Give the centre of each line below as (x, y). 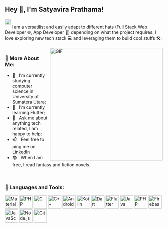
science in (23, 91)
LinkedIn (21, 152)
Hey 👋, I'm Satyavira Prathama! (54, 9)
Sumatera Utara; (29, 102)
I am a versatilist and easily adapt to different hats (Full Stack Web (79, 27)
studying (21, 81)
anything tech (26, 123)
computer (22, 86)
